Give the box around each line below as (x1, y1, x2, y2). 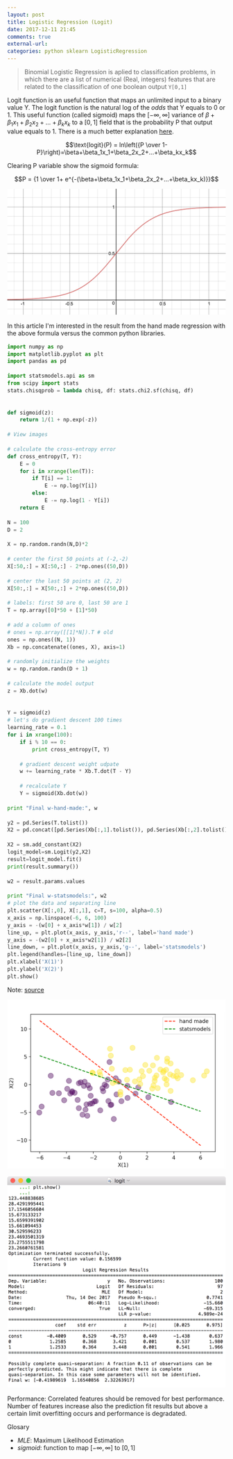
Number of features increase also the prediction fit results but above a (7, 1401, 208, 1410)
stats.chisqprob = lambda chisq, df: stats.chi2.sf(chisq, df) (7, 387, 194, 394)
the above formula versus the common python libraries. (7, 328, 166, 337)
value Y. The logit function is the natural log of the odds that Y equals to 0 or (7, 103, 225, 111)
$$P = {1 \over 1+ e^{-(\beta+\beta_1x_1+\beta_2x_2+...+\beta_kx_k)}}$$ (14, 174, 219, 183)
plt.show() (7, 973, 39, 980)
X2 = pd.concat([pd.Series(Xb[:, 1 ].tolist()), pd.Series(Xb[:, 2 (7, 826, 197, 833)
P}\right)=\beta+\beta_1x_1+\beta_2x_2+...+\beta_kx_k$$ (36, 148, 197, 156)
